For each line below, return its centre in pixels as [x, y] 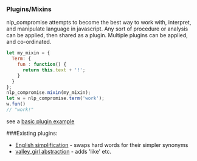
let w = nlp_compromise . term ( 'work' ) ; [55, 98]
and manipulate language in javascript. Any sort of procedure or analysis [97, 29]
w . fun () [16, 104]
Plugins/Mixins [29, 9]
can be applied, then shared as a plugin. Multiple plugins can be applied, [97, 35]
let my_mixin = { [28, 53]
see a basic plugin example [40, 121]
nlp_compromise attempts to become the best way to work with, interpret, [99, 23]
